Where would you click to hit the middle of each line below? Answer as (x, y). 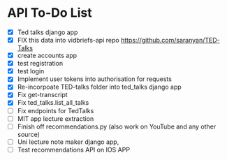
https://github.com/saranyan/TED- (170, 40)
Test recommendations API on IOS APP (74, 150)
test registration (40, 64)
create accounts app (47, 56)
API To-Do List (50, 13)
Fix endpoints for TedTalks (56, 110)
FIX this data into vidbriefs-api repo (68, 40)
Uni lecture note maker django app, (68, 142)
